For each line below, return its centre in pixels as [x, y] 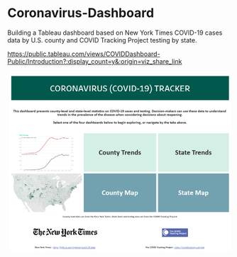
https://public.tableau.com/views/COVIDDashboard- [84, 54]
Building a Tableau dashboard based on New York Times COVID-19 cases [115, 33]
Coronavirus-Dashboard [81, 13]
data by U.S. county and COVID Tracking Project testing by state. [102, 40]
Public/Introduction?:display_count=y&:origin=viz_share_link [95, 61]
